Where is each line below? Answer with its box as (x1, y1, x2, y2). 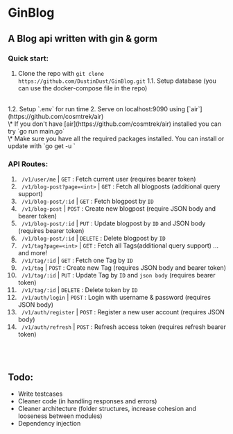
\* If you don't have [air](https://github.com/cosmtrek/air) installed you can (8, 120, 221, 128)
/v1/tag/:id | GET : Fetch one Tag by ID (21, 256, 134, 265)
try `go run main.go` (8, 127, 65, 135)
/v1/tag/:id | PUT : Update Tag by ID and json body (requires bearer (21, 271, 216, 280)
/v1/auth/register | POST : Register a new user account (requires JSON (21, 308, 225, 316)
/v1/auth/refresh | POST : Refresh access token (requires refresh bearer (21, 323, 227, 331)
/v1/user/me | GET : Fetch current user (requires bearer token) (21, 175, 196, 184)
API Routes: (8, 159, 49, 168)
